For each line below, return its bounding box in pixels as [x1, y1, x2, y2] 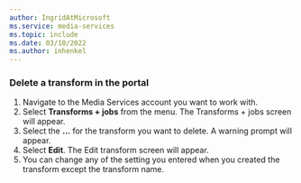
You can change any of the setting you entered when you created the [22, 154, 280, 165]
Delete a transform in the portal [9, 77, 150, 89]
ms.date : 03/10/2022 [9, 38, 87, 48]
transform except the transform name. [22, 164, 165, 175]
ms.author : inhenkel [9, 47, 87, 56]
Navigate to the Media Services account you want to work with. [22, 96, 259, 108]
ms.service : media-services [9, 22, 115, 31]
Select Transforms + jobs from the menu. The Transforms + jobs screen [22, 106, 292, 117]
